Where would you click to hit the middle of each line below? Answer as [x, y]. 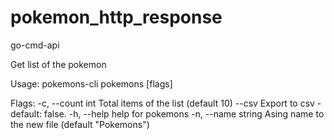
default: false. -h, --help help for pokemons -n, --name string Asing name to [167, 113]
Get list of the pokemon [58, 64]
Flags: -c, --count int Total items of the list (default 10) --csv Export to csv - [166, 103]
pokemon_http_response [116, 17]
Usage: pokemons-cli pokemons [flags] [91, 83]
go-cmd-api [35, 45]
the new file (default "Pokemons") [80, 124]
